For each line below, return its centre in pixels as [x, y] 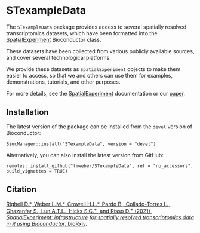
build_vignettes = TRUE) [37, 171]
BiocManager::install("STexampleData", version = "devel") [81, 144]
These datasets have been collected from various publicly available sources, [100, 51]
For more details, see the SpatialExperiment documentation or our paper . [96, 93]
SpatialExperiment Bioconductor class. [54, 39]
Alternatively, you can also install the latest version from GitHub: [85, 155]
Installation [27, 112]
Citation [21, 190]
